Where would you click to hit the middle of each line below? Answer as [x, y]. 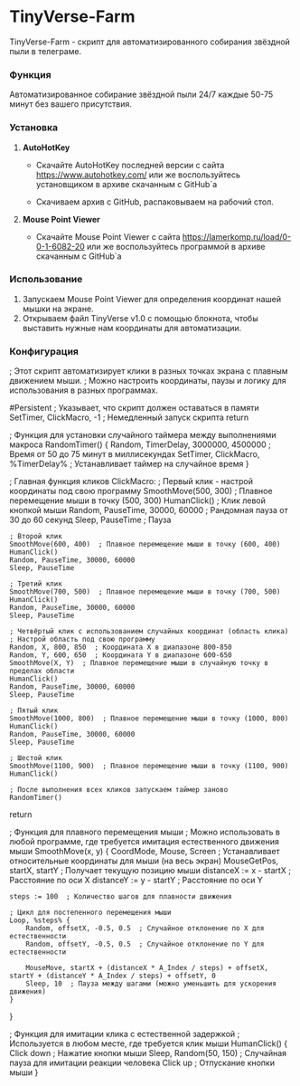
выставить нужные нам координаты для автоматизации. [132, 328]
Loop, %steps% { [40, 920]
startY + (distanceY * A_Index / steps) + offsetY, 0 [113, 976]
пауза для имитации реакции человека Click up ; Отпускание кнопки [142, 1063]
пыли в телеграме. [46, 51]
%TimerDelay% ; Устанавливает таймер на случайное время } [129, 464]
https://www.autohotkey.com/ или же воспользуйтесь [138, 175]
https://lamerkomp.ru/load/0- [237, 236]
